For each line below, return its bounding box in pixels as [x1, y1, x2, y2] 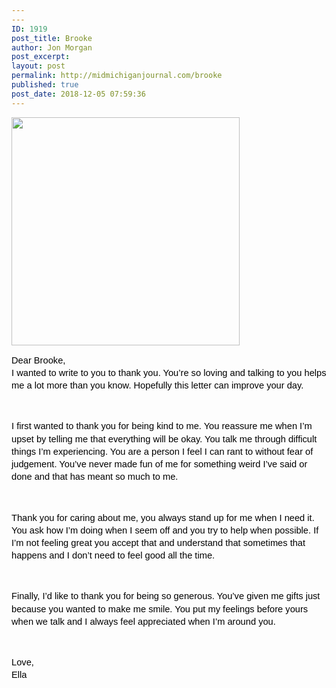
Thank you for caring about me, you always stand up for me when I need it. [11, 512, 315, 523]
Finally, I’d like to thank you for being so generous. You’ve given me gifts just [11, 591, 321, 602]
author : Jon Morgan [11, 42, 93, 53]
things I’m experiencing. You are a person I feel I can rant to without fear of [11, 446, 314, 457]
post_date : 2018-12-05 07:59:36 [11, 89, 146, 99]
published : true [11, 80, 79, 90]
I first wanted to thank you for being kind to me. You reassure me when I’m [11, 421, 313, 432]
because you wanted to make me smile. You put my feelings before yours [11, 603, 309, 615]
